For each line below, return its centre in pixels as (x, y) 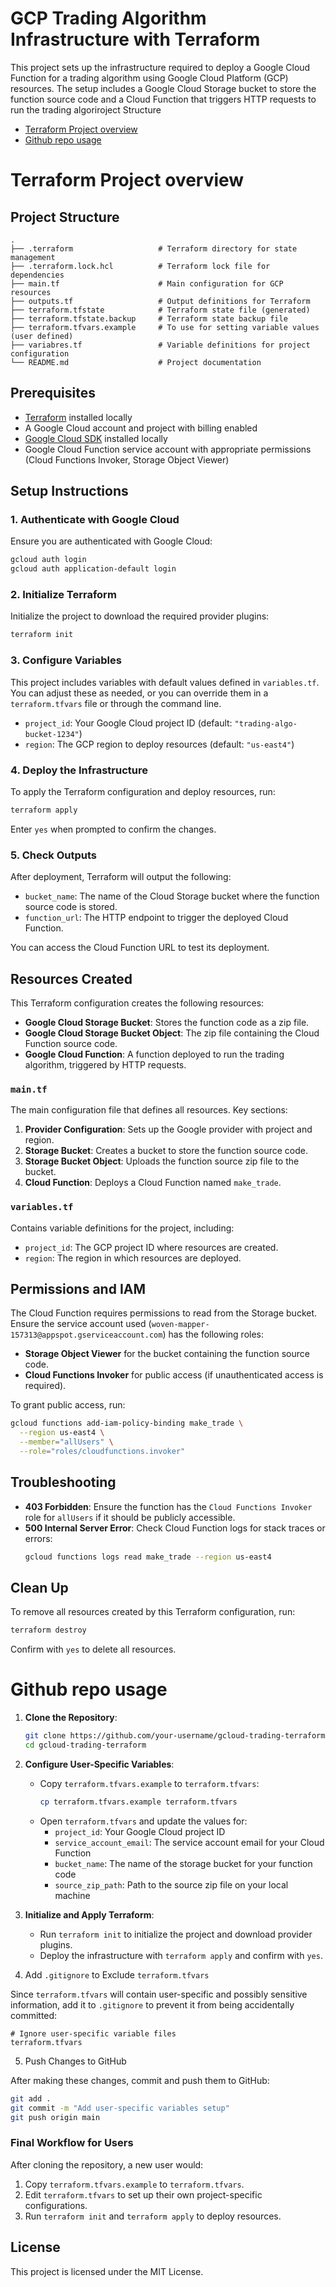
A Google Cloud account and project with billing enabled (141, 428)
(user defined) (42, 336)
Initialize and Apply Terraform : (89, 1914)
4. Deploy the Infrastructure (79, 770)
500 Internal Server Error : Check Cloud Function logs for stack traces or (175, 1528)
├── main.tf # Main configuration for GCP (147, 283)
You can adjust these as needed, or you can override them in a (139, 693)
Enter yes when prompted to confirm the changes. (113, 829)
